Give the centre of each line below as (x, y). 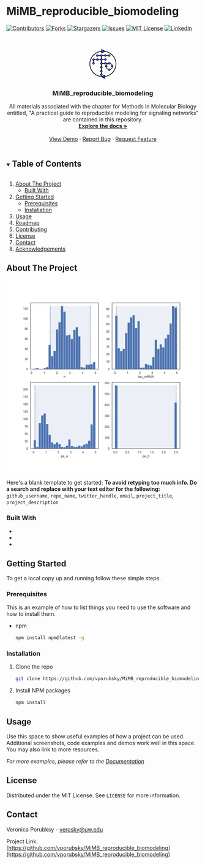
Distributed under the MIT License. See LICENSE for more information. (93, 795)
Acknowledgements (40, 249)
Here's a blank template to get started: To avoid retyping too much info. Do (102, 482)
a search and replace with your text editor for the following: (83, 489)
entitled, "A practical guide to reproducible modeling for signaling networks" (103, 113)
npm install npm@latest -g (50, 638)
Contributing (31, 229)
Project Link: (22, 841)
